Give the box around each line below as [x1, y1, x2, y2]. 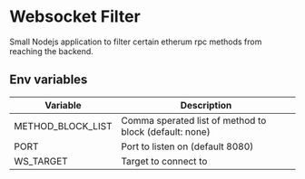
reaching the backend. [9, 45, 93, 56]
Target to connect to [121, 155, 208, 167]
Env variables [9, 72, 88, 88]
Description [180, 99, 232, 111]
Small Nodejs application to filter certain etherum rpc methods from [9, 36, 262, 47]
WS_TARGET [14, 155, 68, 167]
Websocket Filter [9, 6, 141, 27]
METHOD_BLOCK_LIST [14, 119, 113, 132]
